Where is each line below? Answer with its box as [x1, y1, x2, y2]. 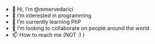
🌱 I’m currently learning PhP [11, 18, 81, 25]
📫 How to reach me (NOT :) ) [11, 32, 85, 38]
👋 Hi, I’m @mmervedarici [11, 6, 74, 12]
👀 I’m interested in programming [11, 12, 92, 19]
